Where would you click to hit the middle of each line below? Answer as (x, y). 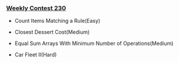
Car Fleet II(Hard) (36, 55)
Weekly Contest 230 (36, 8)
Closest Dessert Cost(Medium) (52, 32)
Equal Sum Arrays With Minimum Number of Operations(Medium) (94, 43)
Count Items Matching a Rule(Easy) (57, 21)
